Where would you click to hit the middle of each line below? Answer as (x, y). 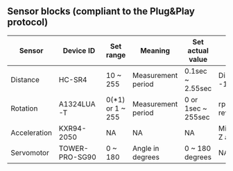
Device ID (79, 50)
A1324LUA (77, 104)
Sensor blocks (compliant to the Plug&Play (101, 11)
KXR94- (72, 128)
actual (198, 50)
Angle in (146, 148)
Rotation (24, 108)
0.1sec (196, 71)
